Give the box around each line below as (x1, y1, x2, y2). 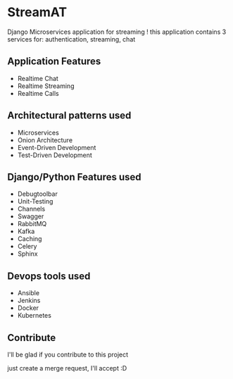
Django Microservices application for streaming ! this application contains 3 (7, 27, 227, 36)
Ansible (17, 289, 40, 297)
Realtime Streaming (17, 82, 75, 90)
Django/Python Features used (7, 170, 142, 183)
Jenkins (17, 297, 41, 305)
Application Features (7, 56, 101, 68)
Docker (17, 304, 39, 312)
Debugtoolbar (17, 189, 58, 198)
